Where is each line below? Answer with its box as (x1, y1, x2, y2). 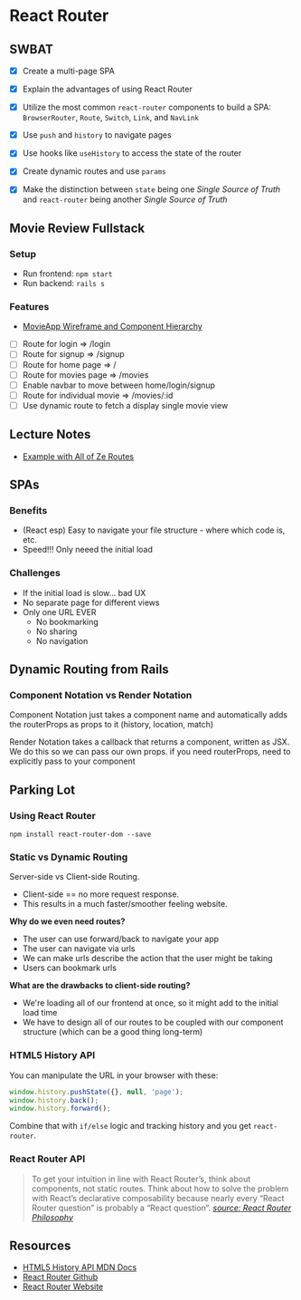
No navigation (35, 635, 89, 646)
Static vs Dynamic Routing (9, 851, 128, 863)
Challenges (9, 567, 61, 580)
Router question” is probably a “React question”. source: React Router (31, 1202, 292, 1213)
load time (22, 1007, 58, 1018)
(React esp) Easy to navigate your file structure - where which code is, (22, 525, 286, 535)
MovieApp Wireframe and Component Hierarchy (22, 321, 203, 332)
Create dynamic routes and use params (22, 166, 166, 177)
